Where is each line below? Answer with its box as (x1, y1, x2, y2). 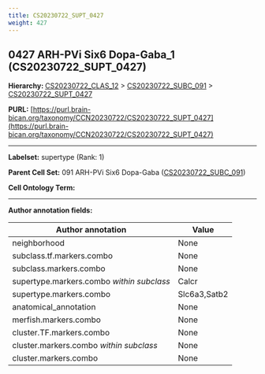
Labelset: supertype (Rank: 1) (8, 153, 105, 162)
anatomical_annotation (12, 302, 96, 313)
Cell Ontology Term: (8, 183, 76, 193)
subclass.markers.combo (12, 263, 106, 274)
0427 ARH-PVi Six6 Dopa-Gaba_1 (8, 48, 175, 61)
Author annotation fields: (8, 206, 93, 215)
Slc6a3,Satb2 (177, 289, 229, 300)
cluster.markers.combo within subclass (12, 340, 158, 351)
